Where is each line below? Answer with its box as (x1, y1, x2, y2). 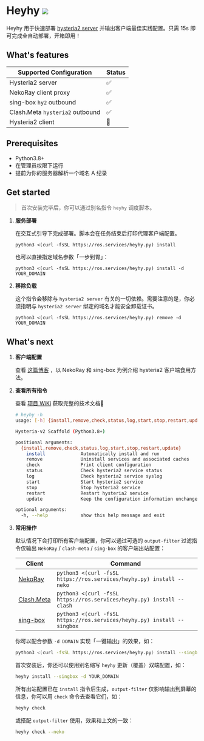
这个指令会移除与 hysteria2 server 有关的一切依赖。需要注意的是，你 (15, 295, 190, 302)
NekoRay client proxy (9, 88, 70, 96)
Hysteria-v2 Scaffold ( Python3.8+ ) (15, 428, 106, 435)
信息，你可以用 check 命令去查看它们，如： (15, 692, 123, 700)
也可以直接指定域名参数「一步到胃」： (15, 253, 109, 261)
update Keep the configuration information (26, 496, 174, 502)
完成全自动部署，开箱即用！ (11, 32, 81, 39)
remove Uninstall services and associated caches (26, 456, 189, 462)
